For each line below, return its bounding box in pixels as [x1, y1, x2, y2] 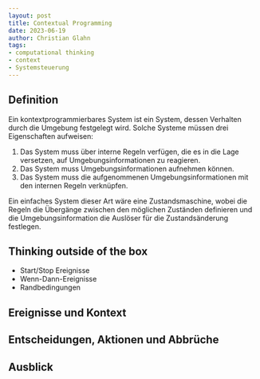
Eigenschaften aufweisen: [8, 131, 94, 140]
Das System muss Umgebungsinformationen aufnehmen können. [19, 164, 234, 173]
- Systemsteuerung [8, 64, 69, 72]
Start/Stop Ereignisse [19, 266, 90, 275]
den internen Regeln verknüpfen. [19, 180, 128, 190]
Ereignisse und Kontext [8, 306, 127, 319]
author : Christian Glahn [8, 34, 91, 42]
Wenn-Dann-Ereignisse [19, 274, 97, 284]
